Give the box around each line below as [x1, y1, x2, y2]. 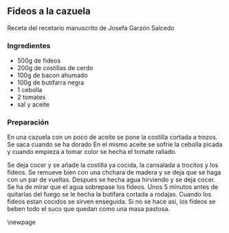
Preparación [7, 118, 50, 127]
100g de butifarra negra [17, 78, 85, 87]
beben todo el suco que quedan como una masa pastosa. [7, 205, 171, 213]
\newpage [7, 218, 36, 226]
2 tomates [17, 93, 46, 102]
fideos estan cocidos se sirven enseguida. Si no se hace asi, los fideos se [7, 197, 216, 206]
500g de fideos [17, 56, 61, 65]
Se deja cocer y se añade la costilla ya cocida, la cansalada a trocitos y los [7, 161, 219, 169]
